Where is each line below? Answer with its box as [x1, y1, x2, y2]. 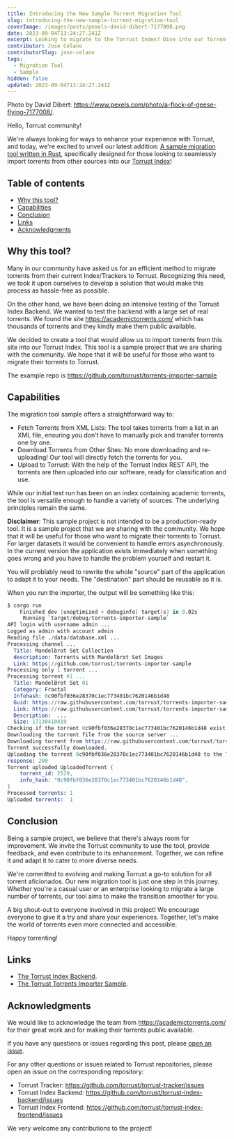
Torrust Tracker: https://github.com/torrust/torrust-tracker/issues [17, 1081, 205, 1090]
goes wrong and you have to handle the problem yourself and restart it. [7, 554, 212, 562]
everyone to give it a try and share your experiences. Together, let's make [7, 913, 219, 921]
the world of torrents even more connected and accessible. [7, 920, 178, 929]
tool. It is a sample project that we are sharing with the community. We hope [7, 524, 226, 533]
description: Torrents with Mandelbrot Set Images [13, 653, 164, 660]
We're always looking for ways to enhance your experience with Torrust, [7, 135, 215, 144]
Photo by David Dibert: [7, 100, 72, 109]
